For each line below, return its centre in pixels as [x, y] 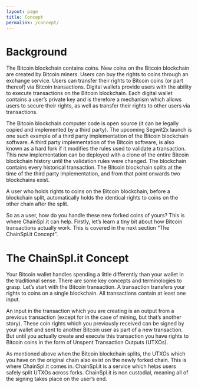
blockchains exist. [28, 180]
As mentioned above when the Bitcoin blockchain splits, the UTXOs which [96, 354]
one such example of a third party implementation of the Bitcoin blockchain [97, 136]
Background [37, 52]
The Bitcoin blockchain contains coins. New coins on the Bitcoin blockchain [98, 68]
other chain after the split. [37, 204]
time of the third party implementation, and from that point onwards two [93, 174]
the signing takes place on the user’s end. [57, 379]
